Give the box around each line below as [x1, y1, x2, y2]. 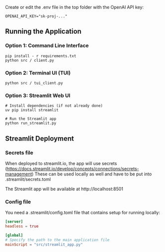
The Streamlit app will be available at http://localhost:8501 [5, 186, 123, 192]
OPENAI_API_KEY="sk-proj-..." [5, 14, 68, 19]
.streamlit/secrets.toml [5, 176, 51, 182]
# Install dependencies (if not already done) [5, 103, 103, 108]
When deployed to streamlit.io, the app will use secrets [5, 160, 117, 166]
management [5, 171, 32, 177]
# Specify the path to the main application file [5, 237, 110, 243]
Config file [5, 198, 31, 205]
